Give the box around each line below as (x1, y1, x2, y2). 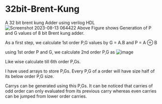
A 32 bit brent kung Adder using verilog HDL (5, 20, 95, 26)
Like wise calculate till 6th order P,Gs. (5, 58, 81, 64)
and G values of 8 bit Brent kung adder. (5, 30, 84, 36)
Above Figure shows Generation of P (77, 25, 152, 30)
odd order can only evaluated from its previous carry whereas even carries (5, 88, 157, 94)
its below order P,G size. (5, 73, 54, 79)
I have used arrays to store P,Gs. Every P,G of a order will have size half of (5, 68, 155, 74)
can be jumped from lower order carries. (5, 93, 87, 99)
